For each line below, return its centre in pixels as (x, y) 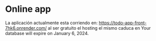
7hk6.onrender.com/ (26, 28)
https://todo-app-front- (123, 23)
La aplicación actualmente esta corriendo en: (52, 23)
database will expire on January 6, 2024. (47, 33)
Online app (28, 9)
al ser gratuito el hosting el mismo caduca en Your (99, 28)
